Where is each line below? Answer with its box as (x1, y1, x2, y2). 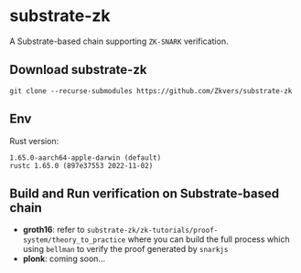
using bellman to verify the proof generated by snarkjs (22, 244, 229, 255)
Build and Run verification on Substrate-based (9, 185, 280, 201)
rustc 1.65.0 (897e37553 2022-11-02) (9, 161, 154, 170)
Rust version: (9, 135, 59, 146)
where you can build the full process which (127, 234, 290, 245)
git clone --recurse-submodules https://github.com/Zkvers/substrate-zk (9, 86, 293, 96)
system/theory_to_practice (22, 236, 126, 245)
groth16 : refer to (22, 225, 85, 236)
